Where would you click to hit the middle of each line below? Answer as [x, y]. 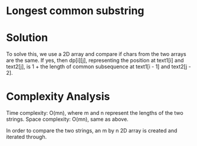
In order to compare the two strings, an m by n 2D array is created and [92, 131]
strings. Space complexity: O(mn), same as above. [67, 120]
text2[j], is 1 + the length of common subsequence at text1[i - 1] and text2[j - [98, 67]
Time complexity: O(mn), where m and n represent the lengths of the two [95, 113]
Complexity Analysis [58, 97]
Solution [27, 38]
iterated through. [27, 137]
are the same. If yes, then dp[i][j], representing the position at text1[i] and [95, 61]
